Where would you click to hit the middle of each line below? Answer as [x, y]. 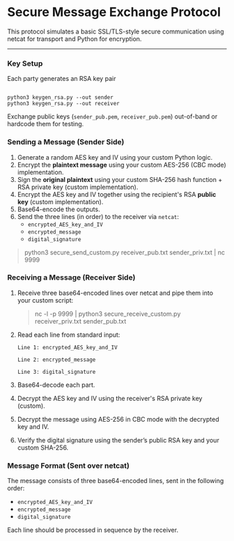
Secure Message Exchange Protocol [114, 12]
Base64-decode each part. [56, 385]
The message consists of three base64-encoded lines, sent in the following [116, 481]
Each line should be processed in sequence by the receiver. [93, 530]
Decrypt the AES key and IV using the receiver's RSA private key [110, 398]
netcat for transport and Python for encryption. [75, 38]
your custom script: [45, 300]
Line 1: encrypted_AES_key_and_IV [67, 347]
